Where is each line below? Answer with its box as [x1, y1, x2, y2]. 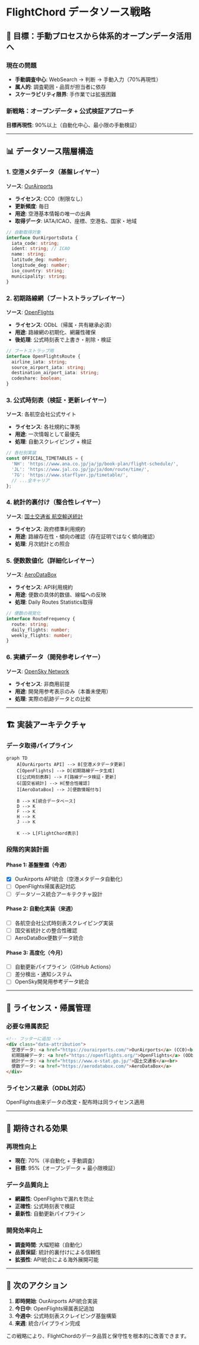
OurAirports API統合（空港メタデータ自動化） [14, 875, 126, 882]
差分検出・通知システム [14, 971, 72, 978]
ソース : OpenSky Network [6, 668, 69, 675]
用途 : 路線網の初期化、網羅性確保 [14, 329, 96, 336]
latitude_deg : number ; [11, 257, 68, 263]
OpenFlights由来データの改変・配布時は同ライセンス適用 [6, 1098, 145, 1106]
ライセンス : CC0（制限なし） [14, 195, 86, 202]
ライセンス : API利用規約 [14, 584, 73, 591]
